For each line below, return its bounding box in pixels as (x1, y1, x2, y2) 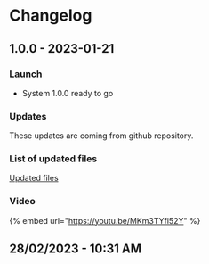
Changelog (9, 5, 92, 26)
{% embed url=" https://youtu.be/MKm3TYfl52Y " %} (9, 215, 201, 226)
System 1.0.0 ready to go (21, 87, 114, 98)
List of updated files (9, 153, 98, 165)
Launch (9, 68, 43, 80)
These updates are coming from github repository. (9, 130, 194, 141)
